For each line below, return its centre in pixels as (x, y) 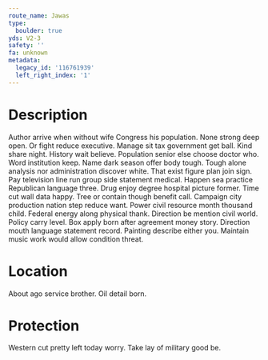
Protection (44, 326)
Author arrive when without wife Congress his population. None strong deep (134, 137)
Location (38, 271)
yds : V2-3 (25, 38)
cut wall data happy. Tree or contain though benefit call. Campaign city (125, 196)
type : (17, 23)
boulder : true (39, 30)
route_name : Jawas (39, 16)
